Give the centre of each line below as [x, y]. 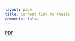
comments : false [22, 19]
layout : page [19, 10]
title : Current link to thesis [38, 14]
